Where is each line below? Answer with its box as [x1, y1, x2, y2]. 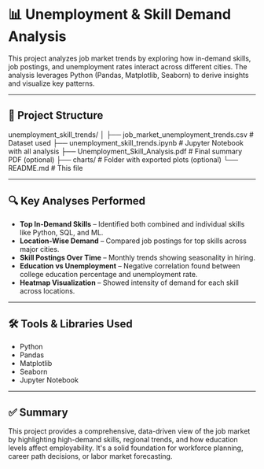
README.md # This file [8, 163, 84, 172]
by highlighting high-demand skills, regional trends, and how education [8, 435, 238, 445]
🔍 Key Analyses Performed [8, 194, 146, 208]
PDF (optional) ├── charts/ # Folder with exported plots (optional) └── [8, 154, 238, 164]
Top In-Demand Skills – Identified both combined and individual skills [19, 219, 245, 228]
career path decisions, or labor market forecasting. [8, 452, 173, 461]
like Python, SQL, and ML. [19, 227, 104, 237]
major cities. [19, 244, 60, 253]
